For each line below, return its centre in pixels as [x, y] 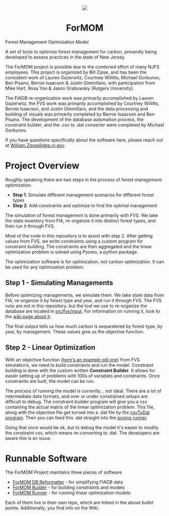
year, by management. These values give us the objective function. [75, 331]
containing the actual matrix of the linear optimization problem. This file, [80, 407]
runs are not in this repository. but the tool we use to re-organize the [76, 306]
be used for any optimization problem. [45, 267]
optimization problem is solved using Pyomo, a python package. [72, 252]
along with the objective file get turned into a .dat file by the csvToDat [77, 412]
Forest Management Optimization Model [47, 42]
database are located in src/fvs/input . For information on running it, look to [83, 311]
